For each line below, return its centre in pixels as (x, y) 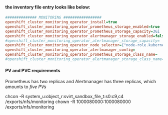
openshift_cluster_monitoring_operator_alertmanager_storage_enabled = (80, 36)
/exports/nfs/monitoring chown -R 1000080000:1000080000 (68, 102)
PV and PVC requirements (33, 70)
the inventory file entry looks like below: (48, 7)
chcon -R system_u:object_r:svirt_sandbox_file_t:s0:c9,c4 (64, 97)
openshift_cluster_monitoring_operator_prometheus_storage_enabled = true (82, 27)
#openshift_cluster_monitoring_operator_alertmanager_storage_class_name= (85, 59)
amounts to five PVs (26, 87)
